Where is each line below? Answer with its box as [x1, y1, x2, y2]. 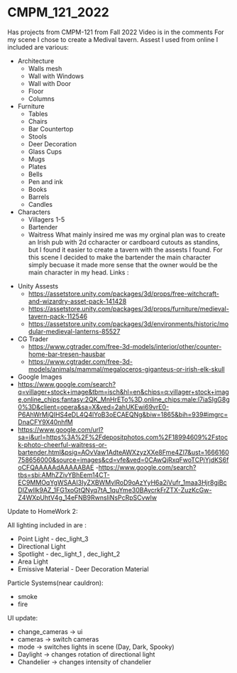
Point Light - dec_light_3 [17, 534, 89, 543]
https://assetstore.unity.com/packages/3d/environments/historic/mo [28, 319, 229, 328]
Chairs [28, 117, 48, 125]
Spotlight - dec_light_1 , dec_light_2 [17, 549, 121, 558]
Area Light [17, 557, 48, 566]
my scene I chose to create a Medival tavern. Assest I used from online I [7, 35, 219, 43]
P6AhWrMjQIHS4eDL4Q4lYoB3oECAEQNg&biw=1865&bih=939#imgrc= [17, 410, 228, 419]
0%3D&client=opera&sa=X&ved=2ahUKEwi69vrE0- [17, 402, 170, 411]
